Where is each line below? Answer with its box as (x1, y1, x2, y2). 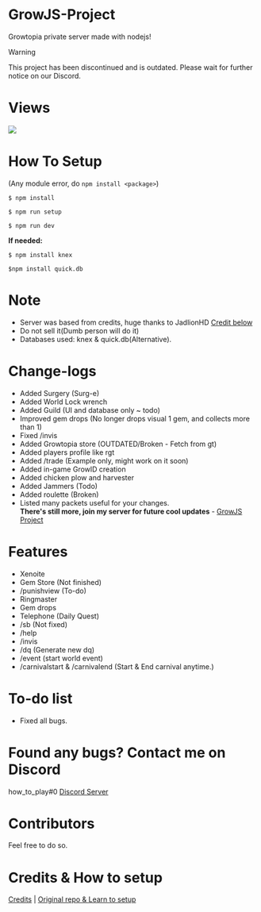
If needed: (8, 236, 43, 245)
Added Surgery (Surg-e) (19, 388, 100, 398)
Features (8, 542, 68, 560)
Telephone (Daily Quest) (19, 611, 100, 621)
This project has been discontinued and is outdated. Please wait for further (8, 62, 253, 72)
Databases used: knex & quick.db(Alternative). (19, 334, 172, 344)
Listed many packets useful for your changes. (19, 498, 170, 507)
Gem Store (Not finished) (19, 577, 102, 587)
